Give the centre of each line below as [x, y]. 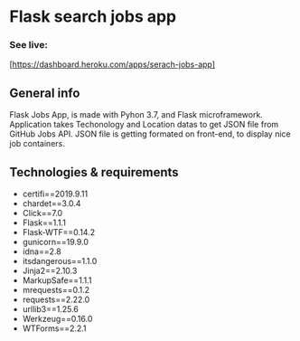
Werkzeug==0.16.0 [57, 319]
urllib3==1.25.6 [51, 309]
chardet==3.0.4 [52, 204]
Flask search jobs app [93, 17]
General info [45, 93]
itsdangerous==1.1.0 [60, 261]
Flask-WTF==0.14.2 [59, 232]
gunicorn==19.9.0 [55, 242]
